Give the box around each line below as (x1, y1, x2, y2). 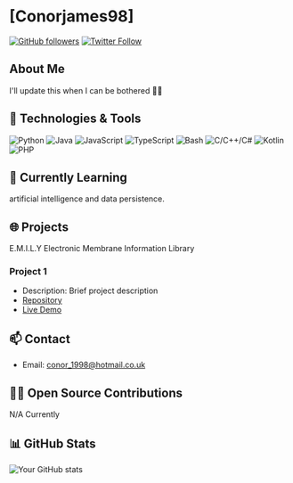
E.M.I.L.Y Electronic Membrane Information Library (9, 243, 195, 254)
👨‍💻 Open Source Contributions (9, 385, 183, 400)
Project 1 (9, 266, 47, 278)
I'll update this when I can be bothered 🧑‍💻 (9, 85, 163, 95)
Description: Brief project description (21, 285, 159, 296)
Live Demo (21, 305, 62, 315)
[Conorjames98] (9, 6, 134, 27)
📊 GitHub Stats (9, 436, 96, 451)
